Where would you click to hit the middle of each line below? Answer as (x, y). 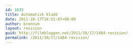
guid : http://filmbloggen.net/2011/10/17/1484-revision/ (67, 33)
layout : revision (24, 28)
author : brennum (22, 24)
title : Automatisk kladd (31, 14)
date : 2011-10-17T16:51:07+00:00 (41, 19)
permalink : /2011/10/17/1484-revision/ (47, 38)
